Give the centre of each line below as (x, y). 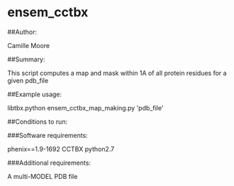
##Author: (22, 32)
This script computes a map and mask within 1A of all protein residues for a (117, 73)
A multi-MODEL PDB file (43, 176)
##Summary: (26, 59)
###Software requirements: (48, 135)
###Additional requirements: (49, 163)
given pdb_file (28, 80)
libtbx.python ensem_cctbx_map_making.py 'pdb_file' (85, 107)
